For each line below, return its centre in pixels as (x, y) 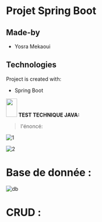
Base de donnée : (49, 173)
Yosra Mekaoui (32, 46)
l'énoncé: (31, 126)
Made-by (23, 33)
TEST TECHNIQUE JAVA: (49, 115)
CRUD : (24, 212)
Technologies (31, 65)
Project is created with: (34, 79)
